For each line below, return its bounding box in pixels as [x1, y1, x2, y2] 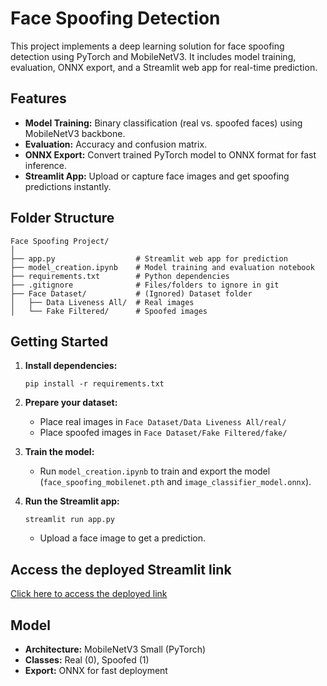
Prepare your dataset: [24, 397, 118, 409]
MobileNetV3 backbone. [24, 127, 126, 139]
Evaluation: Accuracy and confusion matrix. [24, 138, 208, 150]
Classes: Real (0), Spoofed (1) [24, 654, 150, 666]
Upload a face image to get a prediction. [39, 532, 207, 544]
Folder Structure [10, 210, 115, 227]
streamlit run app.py [24, 515, 115, 525]
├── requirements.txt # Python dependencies [10, 271, 230, 281]
